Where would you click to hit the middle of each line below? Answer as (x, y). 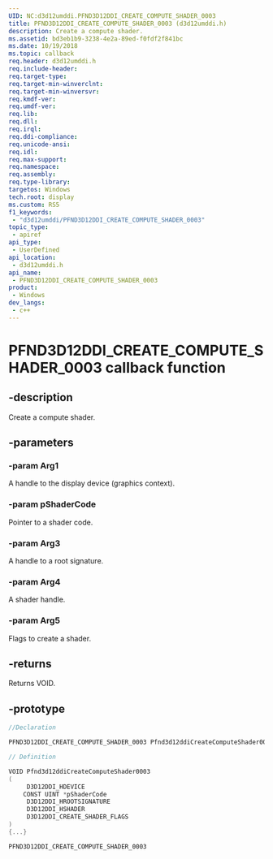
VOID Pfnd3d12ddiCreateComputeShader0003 (80, 771)
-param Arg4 (35, 581)
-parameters (41, 443)
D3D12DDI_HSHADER (56, 809)
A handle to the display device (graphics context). (92, 483)
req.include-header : (43, 69)
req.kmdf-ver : (32, 99)
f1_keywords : (30, 212)
